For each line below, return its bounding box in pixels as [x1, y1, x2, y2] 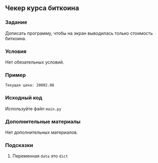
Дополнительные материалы [5, 118, 81, 125]
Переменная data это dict [12, 153, 68, 159]
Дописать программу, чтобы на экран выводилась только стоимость [5, 30, 153, 36]
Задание [5, 19, 27, 26]
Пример [5, 72, 26, 79]
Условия [5, 48, 27, 55]
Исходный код [5, 94, 43, 101]
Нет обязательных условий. [5, 59, 65, 65]
